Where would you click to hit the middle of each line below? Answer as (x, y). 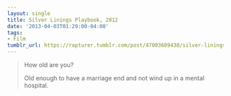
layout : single (29, 13)
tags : (15, 33)
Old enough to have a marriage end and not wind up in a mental (114, 78)
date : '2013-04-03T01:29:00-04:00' (58, 26)
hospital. (36, 85)
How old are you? (49, 65)
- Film (16, 39)
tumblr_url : (24, 45)
